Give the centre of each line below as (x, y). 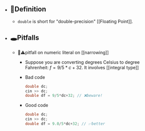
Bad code (35, 77)
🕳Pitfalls (24, 38)
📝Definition (28, 9)
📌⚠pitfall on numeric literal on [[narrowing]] (63, 52)
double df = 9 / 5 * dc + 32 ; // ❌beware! (64, 96)
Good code (37, 105)
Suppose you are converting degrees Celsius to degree (82, 62)
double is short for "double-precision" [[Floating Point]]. (75, 21)
